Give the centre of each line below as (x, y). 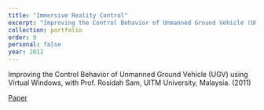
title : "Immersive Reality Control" (68, 15)
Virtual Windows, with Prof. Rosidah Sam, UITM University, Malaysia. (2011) (130, 82)
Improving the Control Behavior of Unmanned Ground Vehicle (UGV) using (128, 74)
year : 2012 (26, 52)
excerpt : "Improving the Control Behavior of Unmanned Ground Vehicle (126, 23)
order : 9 (22, 37)
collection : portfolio (45, 30)
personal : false (35, 45)
